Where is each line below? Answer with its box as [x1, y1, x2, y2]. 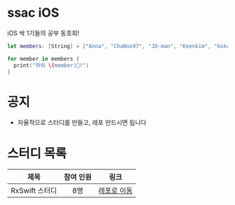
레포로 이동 [98, 186, 133, 196]
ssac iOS [7, 5, 59, 21]
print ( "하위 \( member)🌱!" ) [13, 61, 90, 69]
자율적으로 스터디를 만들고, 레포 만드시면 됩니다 [17, 119, 147, 127]
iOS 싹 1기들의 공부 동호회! [7, 29, 80, 37]
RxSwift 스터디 [10, 186, 57, 196]
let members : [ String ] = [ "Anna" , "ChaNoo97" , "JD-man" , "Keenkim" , [7, 43, 211, 50]
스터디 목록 [7, 145, 67, 161]
